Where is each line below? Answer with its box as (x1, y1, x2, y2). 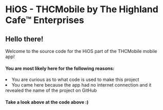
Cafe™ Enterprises (5, 14, 85, 26)
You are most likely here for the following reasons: (5, 65, 115, 71)
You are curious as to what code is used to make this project (12, 76, 139, 82)
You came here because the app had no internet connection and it (12, 82, 152, 88)
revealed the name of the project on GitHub (5, 88, 97, 94)
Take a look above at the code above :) (5, 99, 89, 105)
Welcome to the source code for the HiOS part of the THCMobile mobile (5, 48, 157, 54)
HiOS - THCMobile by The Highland (5, 4, 159, 15)
